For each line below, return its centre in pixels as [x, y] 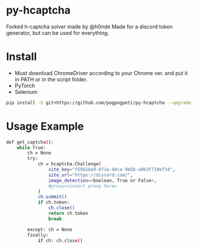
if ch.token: [53, 202]
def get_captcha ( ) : [30, 142]
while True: [31, 148]
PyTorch [25, 86]
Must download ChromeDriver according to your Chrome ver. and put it [101, 73]
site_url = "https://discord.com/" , [91, 175]
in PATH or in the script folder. [51, 79]
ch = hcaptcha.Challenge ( [69, 164]
